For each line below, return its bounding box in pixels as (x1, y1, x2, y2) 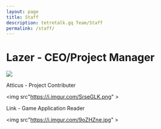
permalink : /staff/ (6, 25, 55, 32)
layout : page (6, 8, 39, 15)
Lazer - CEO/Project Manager (6, 51, 155, 64)
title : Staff (6, 14, 39, 20)
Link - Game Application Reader (6, 105, 85, 112)
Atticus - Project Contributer (6, 81, 76, 89)
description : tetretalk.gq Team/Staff (6, 20, 103, 26)
